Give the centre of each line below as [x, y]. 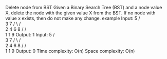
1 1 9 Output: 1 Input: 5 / [30, 35]
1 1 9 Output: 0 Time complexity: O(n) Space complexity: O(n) [70, 51]
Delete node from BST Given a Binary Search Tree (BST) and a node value [84, 7]
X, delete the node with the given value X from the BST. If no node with [80, 13]
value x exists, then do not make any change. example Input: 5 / [73, 18]
